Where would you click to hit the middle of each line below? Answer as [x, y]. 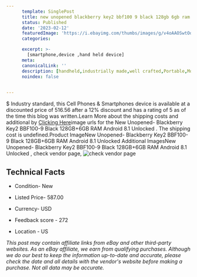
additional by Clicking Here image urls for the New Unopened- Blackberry [94, 122]
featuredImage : [40, 33]
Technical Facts [36, 172]
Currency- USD [33, 208]
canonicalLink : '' [44, 66]
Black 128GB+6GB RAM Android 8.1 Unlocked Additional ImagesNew [93, 141]
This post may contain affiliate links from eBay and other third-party [89, 242]
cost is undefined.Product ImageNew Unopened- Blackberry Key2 [86, 135]
